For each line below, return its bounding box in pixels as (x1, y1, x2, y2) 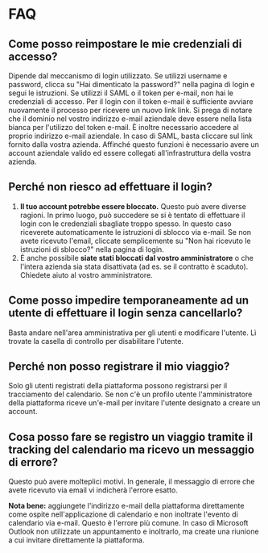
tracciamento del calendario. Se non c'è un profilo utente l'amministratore (8, 389, 253, 400)
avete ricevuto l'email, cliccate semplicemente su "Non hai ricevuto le (19, 236, 251, 245)
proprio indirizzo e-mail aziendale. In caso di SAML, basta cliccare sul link (8, 131, 254, 140)
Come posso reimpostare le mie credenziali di (8, 37, 242, 51)
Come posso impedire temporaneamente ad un (8, 294, 249, 308)
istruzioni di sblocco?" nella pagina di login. (19, 244, 165, 254)
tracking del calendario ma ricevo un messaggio (8, 442, 255, 456)
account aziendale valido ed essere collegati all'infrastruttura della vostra (8, 149, 251, 157)
